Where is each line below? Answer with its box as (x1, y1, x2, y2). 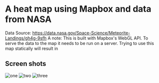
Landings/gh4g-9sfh (5, 35, 47, 41)
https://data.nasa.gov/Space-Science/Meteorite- (32, 30, 130, 36)
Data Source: (5, 30, 32, 36)
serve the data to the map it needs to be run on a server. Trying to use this (5, 40, 155, 46)
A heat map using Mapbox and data (5, 3, 152, 15)
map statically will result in (5, 45, 59, 51)
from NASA (5, 14, 52, 25)
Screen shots (5, 60, 46, 68)
